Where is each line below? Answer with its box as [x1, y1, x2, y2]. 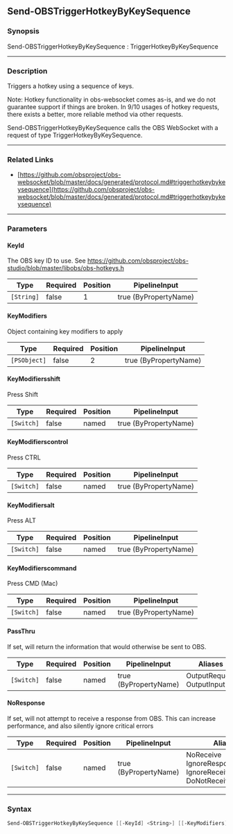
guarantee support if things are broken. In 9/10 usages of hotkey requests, [7, 102, 220, 111]
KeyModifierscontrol [7, 438, 69, 446]
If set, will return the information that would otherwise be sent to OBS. [7, 642, 207, 651]
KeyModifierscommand [7, 564, 77, 572]
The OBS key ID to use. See [7, 256, 86, 265]
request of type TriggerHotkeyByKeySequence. [7, 131, 143, 139]
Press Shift [7, 390, 38, 398]
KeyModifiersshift [7, 375, 61, 383]
